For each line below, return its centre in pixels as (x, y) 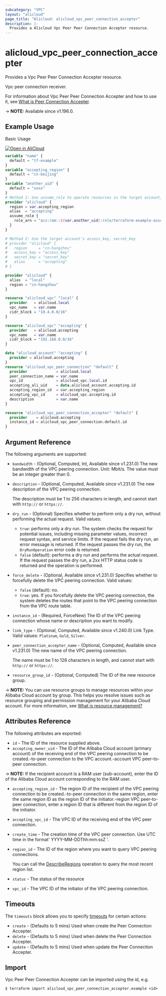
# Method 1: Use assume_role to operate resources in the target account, (84, 197)
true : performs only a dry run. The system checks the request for (86, 528)
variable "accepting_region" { (37, 170)
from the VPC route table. (46, 606)
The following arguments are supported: (46, 454)
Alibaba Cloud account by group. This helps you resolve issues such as (78, 695)
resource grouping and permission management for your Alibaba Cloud (78, 700)
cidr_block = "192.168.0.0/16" (42, 340)
